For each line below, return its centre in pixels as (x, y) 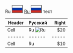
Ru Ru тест (29, 11)
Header (16, 22)
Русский (38, 22)
